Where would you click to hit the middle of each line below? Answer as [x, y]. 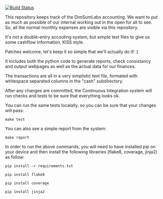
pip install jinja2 [25, 192]
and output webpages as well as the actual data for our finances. [70, 66]
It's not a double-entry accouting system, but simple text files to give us [78, 37]
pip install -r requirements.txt [39, 166]
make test [15, 120]
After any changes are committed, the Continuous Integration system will [79, 90]
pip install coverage [27, 183]
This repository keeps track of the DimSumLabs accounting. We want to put [81, 17]
